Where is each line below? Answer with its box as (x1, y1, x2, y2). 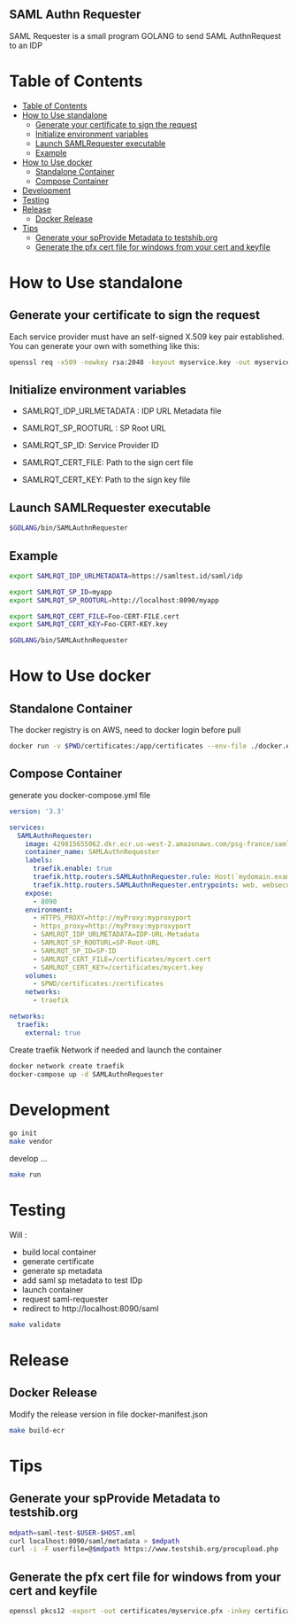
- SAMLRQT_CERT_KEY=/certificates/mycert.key (32, 963, 203, 972)
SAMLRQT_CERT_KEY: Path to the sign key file (21, 474, 191, 486)
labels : (25, 856, 53, 865)
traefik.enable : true (32, 864, 113, 874)
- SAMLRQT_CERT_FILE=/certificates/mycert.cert (32, 954, 212, 964)
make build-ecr (9, 1426, 65, 1434)
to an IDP (9, 40, 42, 51)
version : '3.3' (9, 806, 65, 816)
